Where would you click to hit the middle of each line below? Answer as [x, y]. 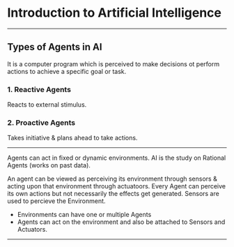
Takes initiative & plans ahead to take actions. [72, 138]
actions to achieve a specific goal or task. [67, 71]
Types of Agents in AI [55, 47]
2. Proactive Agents [41, 122]
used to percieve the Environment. [56, 201]
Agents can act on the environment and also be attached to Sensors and [121, 222]
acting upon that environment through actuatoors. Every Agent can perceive [117, 186]
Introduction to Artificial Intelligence [114, 13]
